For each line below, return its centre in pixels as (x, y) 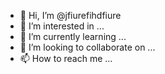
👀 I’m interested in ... (62, 26)
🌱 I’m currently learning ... (73, 36)
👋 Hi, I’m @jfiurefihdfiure (70, 15)
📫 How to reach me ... (66, 58)
